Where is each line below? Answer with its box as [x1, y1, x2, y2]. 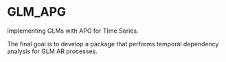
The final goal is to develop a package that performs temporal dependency [7, 40, 219, 48]
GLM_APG [7, 4, 67, 20]
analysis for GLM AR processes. [7, 47, 98, 55]
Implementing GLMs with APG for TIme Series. [7, 27, 139, 35]
